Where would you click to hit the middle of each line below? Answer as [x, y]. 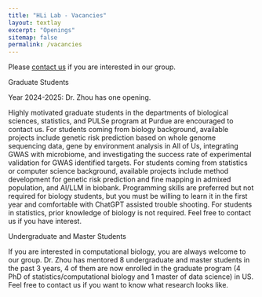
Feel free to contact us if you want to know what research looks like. [118, 285]
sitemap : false [33, 37]
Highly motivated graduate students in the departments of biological [118, 113]
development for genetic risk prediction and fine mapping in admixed [120, 180]
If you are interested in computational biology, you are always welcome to [127, 251]
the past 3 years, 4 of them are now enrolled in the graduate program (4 [124, 269]
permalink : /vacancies [45, 45]
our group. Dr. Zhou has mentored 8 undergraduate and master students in [129, 260]
